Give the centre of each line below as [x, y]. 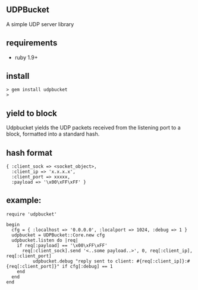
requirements [32, 43]
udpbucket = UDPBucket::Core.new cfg [58, 235]
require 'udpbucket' [32, 214]
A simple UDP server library [40, 24]
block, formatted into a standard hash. [53, 134]
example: [24, 200]
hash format [29, 152]
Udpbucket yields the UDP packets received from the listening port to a [94, 128]
